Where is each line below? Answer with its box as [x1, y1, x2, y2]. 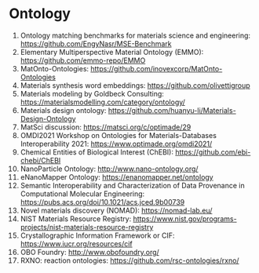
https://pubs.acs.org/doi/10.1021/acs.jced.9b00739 [20, 197, 185, 206]
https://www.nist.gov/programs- [133, 213, 238, 224]
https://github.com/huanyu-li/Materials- [108, 105, 236, 115]
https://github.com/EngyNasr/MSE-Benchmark [20, 38, 172, 48]
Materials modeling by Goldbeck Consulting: [20, 89, 164, 98]
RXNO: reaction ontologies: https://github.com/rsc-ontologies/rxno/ [20, 256, 239, 265]
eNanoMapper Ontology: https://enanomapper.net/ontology [20, 172, 214, 181]
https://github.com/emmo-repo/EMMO [20, 56, 146, 65]
